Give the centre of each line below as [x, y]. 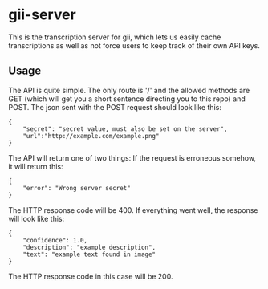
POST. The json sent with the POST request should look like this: [115, 107]
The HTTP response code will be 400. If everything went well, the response [133, 210]
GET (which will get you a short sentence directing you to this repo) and [127, 99]
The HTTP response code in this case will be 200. [91, 276]
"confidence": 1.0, [55, 240]
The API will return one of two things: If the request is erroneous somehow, [132, 157]
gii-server [42, 15]
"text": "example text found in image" [89, 254]
